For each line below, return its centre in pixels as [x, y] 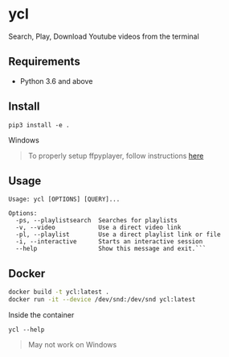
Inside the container [41, 314]
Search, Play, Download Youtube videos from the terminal [104, 36]
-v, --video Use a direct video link [98, 228]
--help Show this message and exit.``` [111, 249]
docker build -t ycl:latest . [59, 292]
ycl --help [27, 330]
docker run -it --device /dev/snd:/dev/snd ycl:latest [102, 300]
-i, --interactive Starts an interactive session [109, 242]
